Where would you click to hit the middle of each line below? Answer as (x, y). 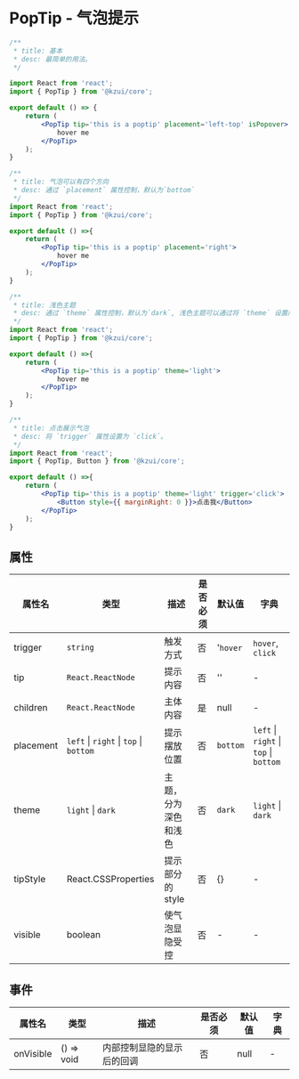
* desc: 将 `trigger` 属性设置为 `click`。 (90, 436)
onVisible (33, 1054)
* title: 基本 (38, 51)
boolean (83, 935)
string (81, 648)
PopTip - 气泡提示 (74, 18)
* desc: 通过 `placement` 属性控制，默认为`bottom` (104, 191)
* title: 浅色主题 (44, 305)
